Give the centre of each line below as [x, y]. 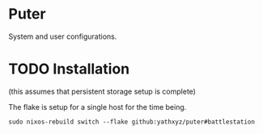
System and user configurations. [63, 36]
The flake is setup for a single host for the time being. [98, 107]
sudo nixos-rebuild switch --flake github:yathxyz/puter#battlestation [131, 122]
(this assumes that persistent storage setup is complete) [102, 91]
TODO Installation [69, 69]
